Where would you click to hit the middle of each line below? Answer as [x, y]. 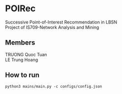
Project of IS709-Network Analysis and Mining [52, 27]
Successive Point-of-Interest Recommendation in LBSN [61, 22]
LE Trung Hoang [22, 60]
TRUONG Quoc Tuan [26, 54]
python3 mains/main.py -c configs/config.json [54, 86]
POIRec [20, 9]
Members [20, 43]
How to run [22, 75]
